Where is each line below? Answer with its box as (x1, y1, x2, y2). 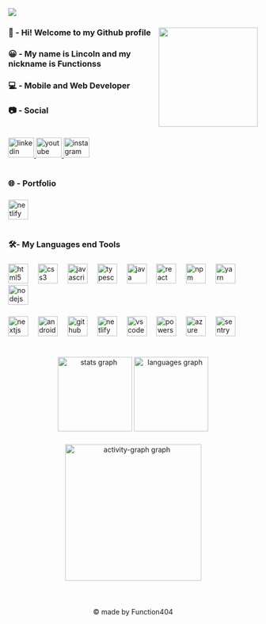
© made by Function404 (93, 607, 173, 617)
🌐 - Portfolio (8, 178, 57, 189)
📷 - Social (8, 105, 49, 116)
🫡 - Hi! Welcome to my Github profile (8, 27, 152, 38)
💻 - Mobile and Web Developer (8, 79, 131, 91)
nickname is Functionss (8, 58, 101, 69)
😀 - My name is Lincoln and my (8, 48, 131, 59)
